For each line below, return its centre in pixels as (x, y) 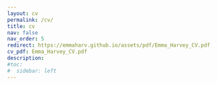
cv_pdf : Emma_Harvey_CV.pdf (47, 52)
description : (26, 58)
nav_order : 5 (26, 39)
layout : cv (23, 13)
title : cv (21, 26)
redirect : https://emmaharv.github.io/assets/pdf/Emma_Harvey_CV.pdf (109, 45)
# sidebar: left (32, 71)
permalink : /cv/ (30, 20)
